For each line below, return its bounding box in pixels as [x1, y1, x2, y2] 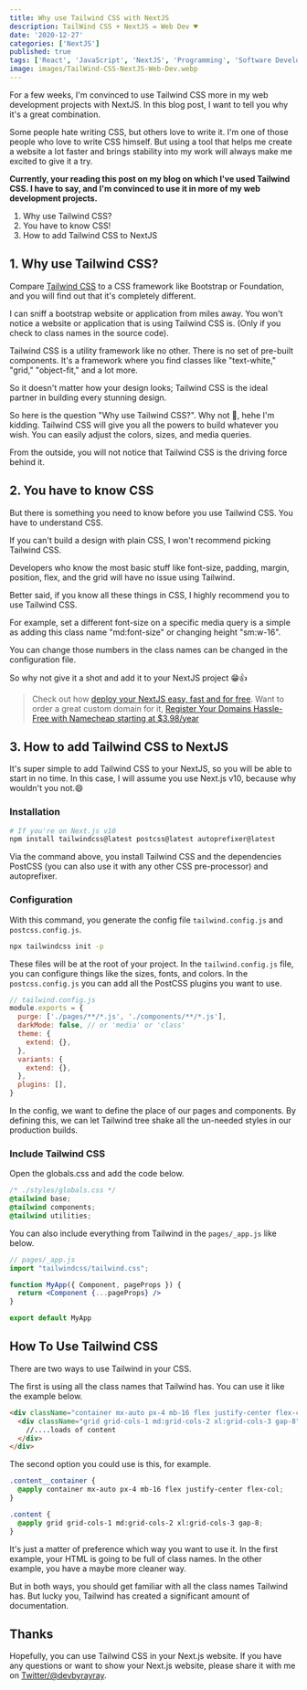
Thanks [9, 1626, 54, 1642]
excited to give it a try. [9, 155, 93, 166]
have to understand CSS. [9, 517, 103, 528]
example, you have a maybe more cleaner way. [9, 1563, 187, 1574]
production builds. [9, 1125, 79, 1135]
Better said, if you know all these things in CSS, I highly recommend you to [9, 589, 290, 600]
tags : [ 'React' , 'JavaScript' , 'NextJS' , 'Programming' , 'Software [9, 56, 272, 65]
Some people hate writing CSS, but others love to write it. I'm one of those [9, 126, 290, 137]
